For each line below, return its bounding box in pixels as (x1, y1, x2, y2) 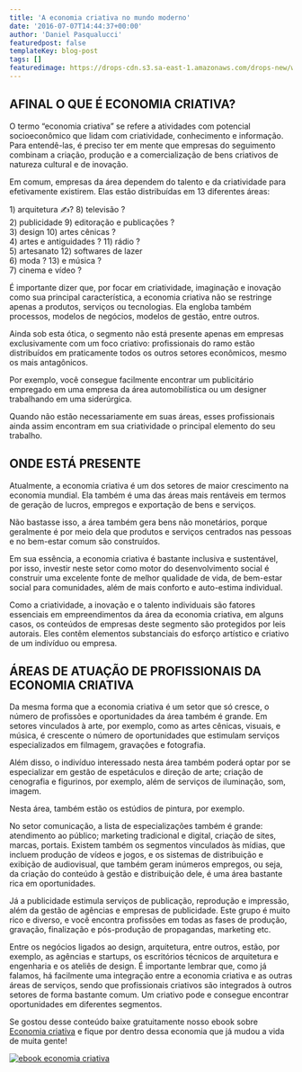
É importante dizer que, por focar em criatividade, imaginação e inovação (9, 282, 281, 293)
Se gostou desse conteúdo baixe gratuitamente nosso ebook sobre (9, 1016, 259, 1027)
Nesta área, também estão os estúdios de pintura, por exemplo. (9, 803, 245, 815)
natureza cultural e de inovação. (9, 158, 129, 169)
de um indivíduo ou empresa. (9, 637, 118, 648)
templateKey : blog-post (9, 47, 99, 56)
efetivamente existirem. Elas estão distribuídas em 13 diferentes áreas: (9, 185, 271, 196)
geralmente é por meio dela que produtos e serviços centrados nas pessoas (9, 526, 292, 536)
